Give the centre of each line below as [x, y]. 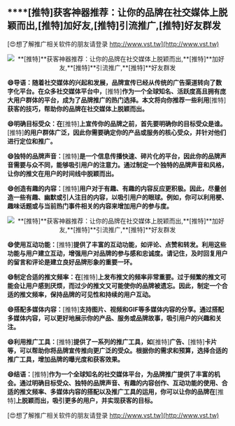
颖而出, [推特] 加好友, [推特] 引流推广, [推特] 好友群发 [114, 26]
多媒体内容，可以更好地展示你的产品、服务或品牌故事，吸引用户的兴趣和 [111, 318]
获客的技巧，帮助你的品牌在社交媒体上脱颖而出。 [78, 109]
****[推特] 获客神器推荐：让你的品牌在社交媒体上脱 [117, 13]
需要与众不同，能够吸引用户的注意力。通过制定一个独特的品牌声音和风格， [120, 165]
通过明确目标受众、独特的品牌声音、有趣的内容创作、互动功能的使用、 [120, 383]
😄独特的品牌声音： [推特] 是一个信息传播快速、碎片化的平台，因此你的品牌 [114, 156]
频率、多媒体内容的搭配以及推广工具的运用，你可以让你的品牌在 [123, 392]
